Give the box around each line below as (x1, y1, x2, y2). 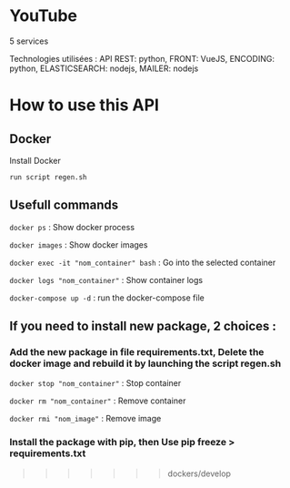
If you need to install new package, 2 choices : (9, 319, 277, 334)
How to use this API (9, 95, 159, 116)
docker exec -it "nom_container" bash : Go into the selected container (9, 257, 276, 268)
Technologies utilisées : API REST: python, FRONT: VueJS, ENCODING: (9, 53, 275, 64)
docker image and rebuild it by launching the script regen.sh (9, 357, 282, 370)
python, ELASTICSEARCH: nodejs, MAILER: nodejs (9, 63, 199, 74)
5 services (9, 36, 49, 46)
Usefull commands (9, 198, 119, 213)
